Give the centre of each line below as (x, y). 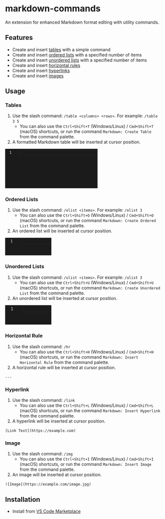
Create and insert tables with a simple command (61, 49)
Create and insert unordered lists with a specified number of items (80, 60)
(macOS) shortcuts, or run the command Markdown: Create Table (85, 131)
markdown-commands (53, 9)
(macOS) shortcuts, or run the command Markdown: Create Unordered (90, 288)
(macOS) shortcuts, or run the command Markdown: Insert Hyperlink (90, 410)
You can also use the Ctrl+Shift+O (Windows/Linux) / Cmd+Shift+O (86, 215)
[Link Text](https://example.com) (41, 431)
